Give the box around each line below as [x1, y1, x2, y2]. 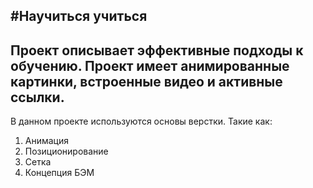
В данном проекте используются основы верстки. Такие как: [10, 115, 273, 128]
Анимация [24, 135, 70, 147]
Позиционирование [24, 145, 109, 158]
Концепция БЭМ [24, 167, 95, 179]
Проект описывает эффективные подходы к [10, 42, 304, 59]
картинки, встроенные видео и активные [10, 73, 283, 90]
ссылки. [10, 89, 65, 106]
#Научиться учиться [10, 8, 148, 25]
